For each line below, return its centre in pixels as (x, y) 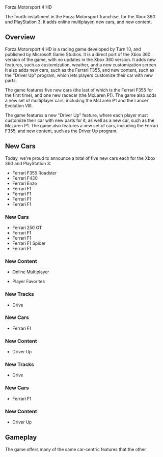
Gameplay (21, 438)
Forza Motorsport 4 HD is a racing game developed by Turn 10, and (73, 49)
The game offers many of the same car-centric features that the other (76, 449)
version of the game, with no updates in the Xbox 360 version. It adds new (81, 59)
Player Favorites (28, 282)
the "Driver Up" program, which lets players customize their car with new (79, 75)
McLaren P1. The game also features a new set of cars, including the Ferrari (81, 125)
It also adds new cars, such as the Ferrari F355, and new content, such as (80, 70)
